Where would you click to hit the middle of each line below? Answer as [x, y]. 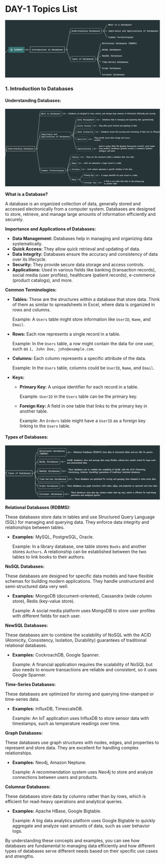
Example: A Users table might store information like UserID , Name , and [81, 319]
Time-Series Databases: [30, 685]
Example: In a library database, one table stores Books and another [79, 546]
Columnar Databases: [28, 787]
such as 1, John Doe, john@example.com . [53, 349]
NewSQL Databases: [27, 626]
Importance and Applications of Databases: [51, 229]
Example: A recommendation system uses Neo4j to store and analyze [82, 772]
